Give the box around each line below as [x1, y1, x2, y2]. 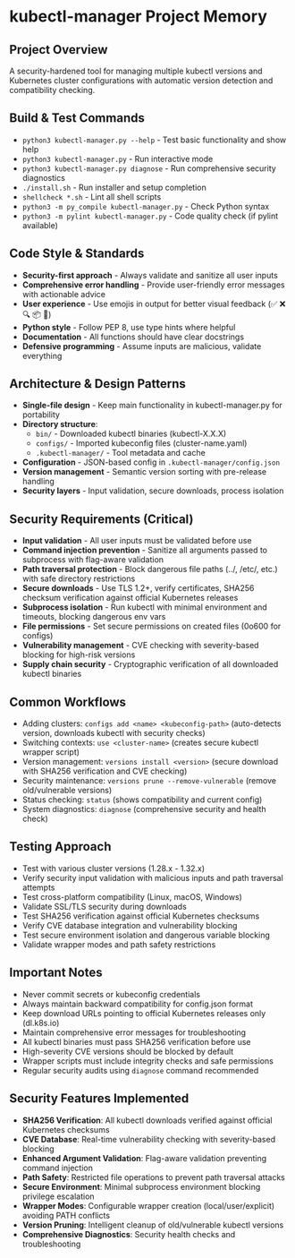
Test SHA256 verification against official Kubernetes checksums [21, 911, 260, 921]
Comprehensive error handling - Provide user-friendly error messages [21, 279, 285, 290]
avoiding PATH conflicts [21, 1210, 110, 1220]
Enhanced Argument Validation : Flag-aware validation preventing [21, 1152, 267, 1163]
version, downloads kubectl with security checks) [21, 728, 206, 739]
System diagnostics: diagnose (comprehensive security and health [21, 804, 266, 815]
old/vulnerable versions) [21, 785, 113, 796]
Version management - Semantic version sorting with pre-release [21, 466, 266, 477]
